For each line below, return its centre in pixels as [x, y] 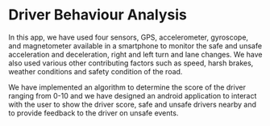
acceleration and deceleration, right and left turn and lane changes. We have [135, 54]
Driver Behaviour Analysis [98, 15]
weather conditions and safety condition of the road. [96, 71]
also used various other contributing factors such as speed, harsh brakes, [131, 63]
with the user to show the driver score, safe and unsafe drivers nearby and [132, 104]
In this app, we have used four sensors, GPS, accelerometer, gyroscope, [128, 37]
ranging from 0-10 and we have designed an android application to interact [133, 95]
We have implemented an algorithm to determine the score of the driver [127, 87]
